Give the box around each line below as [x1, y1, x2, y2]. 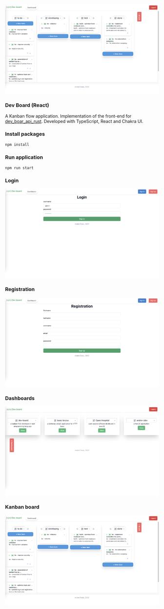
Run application [5, 154, 43, 161]
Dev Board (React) [5, 102, 49, 109]
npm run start [5, 166, 34, 171]
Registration [5, 286, 35, 293]
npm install [5, 142, 29, 147]
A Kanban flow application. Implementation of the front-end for [5, 113, 132, 119]
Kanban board [5, 504, 40, 511]
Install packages [5, 130, 45, 137]
